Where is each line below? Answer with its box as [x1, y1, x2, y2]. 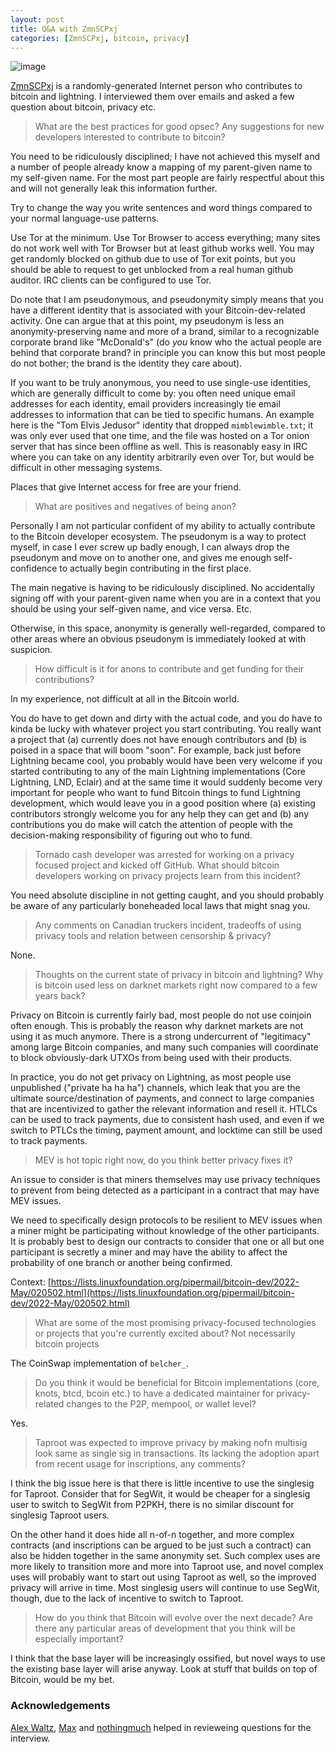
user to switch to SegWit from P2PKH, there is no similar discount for [10, 1499, 295, 1511]
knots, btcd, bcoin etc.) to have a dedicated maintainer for [34, 1387, 275, 1400]
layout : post [10, 14, 65, 25]
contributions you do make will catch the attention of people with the [10, 819, 293, 831]
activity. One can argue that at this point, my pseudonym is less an [10, 315, 285, 327]
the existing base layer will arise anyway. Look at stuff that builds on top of [10, 1663, 318, 1675]
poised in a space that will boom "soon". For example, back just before [10, 744, 302, 756]
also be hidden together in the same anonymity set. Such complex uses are [10, 1550, 321, 1562]
